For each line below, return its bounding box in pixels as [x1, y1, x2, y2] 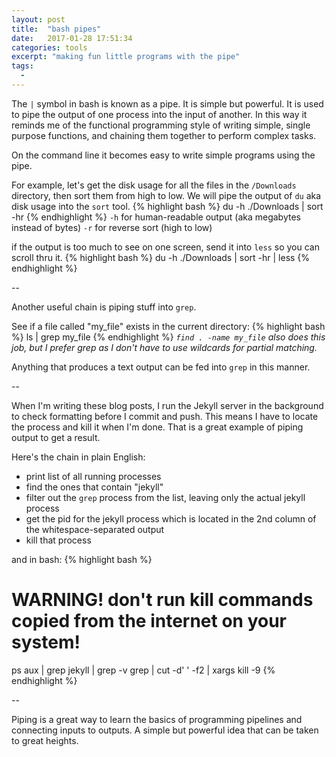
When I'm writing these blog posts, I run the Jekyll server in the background [11, 399, 324, 411]
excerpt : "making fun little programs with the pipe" [11, 52, 241, 62]
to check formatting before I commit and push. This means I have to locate [11, 410, 319, 422]
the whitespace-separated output [25, 523, 165, 535]
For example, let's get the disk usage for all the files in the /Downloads [11, 179, 297, 191]
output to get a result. [11, 431, 101, 443]
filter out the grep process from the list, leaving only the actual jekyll [25, 491, 306, 503]
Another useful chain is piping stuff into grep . [11, 301, 197, 313]
